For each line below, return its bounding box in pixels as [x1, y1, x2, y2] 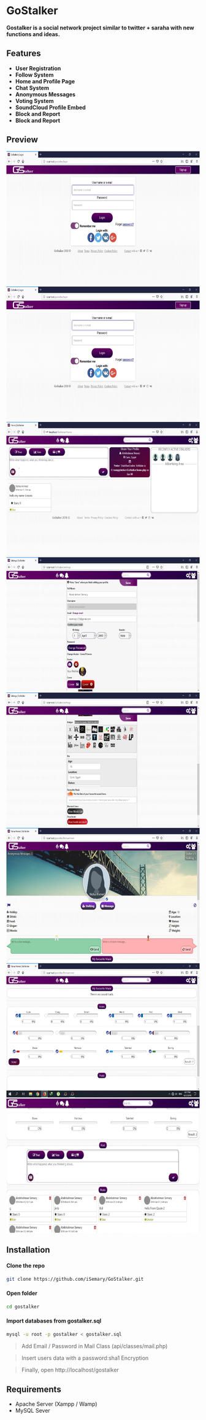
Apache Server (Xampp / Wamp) [15, 1400, 97, 1408]
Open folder [6, 1289, 38, 1297]
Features [6, 48, 41, 59]
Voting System [15, 97, 54, 104]
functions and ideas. [6, 30, 60, 37]
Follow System [15, 71, 54, 79]
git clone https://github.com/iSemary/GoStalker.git [6, 1276, 144, 1283]
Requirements [6, 1384, 61, 1394]
